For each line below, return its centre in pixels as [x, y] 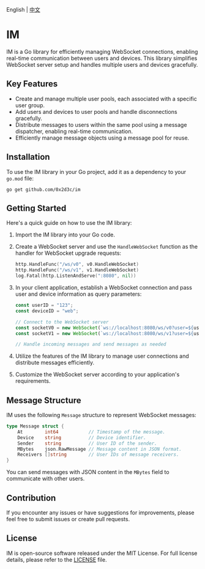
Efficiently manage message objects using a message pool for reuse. [102, 138]
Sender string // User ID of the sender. [87, 443]
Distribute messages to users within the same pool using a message [101, 124]
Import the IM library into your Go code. [65, 235]
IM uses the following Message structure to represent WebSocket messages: [102, 415]
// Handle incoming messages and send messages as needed [91, 345]
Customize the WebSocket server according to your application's [97, 375]
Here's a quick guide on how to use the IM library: [69, 223]
